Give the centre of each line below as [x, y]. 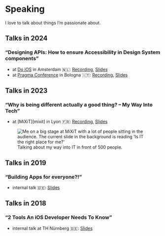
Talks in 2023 [26, 91]
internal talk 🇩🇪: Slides [36, 188]
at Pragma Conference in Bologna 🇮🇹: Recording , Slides [70, 75]
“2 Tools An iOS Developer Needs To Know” [59, 217]
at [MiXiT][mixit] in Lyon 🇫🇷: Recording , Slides [60, 121]
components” [22, 59]
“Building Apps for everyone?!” [44, 177]
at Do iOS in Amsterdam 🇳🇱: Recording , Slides [60, 69]
